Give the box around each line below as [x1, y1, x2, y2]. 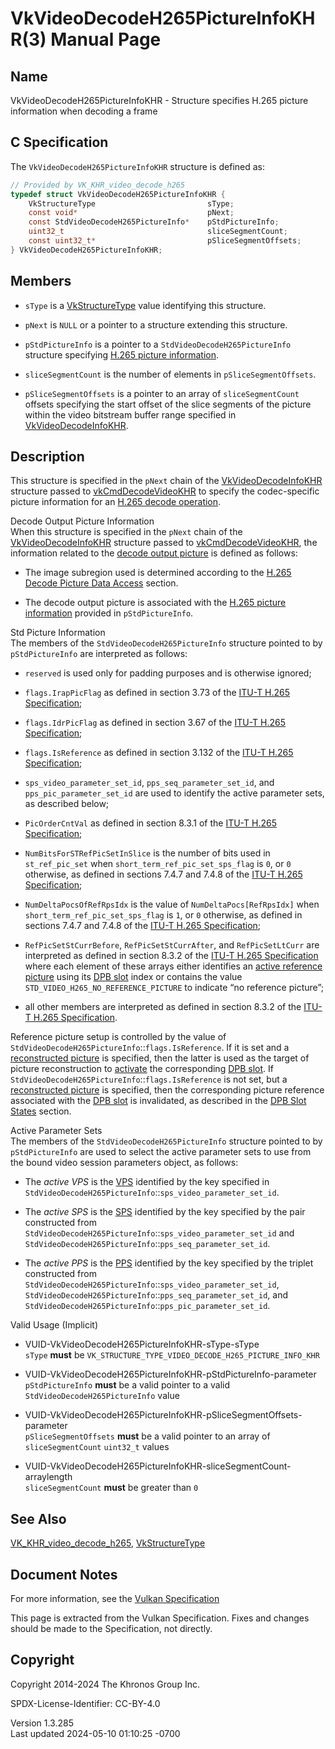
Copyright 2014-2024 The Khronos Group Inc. [10, 1678, 200, 1690]
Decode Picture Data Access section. [24, 577, 179, 589]
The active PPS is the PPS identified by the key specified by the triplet [24, 1257, 314, 1269]
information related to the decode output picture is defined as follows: [10, 547, 298, 559]
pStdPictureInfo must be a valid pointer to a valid [24, 1379, 230, 1391]
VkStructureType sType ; [28, 198, 235, 209]
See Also [10, 1510, 67, 1527]
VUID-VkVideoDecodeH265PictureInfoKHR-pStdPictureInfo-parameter [24, 1368, 317, 1381]
